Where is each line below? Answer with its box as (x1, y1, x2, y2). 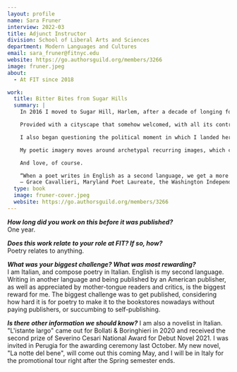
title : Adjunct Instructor (7, 30, 87, 37)
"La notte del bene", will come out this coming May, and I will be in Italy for (7, 349, 224, 357)
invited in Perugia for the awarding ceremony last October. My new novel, (7, 341, 221, 349)
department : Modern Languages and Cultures (7, 43, 138, 50)
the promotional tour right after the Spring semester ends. (7, 356, 176, 364)
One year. (7, 225, 36, 234)
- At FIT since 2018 (13, 76, 74, 83)
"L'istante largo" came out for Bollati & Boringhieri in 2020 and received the (7, 326, 226, 335)
